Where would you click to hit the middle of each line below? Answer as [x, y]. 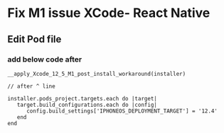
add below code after [45, 59]
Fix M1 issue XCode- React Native [109, 13]
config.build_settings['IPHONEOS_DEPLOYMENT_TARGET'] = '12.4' [122, 111]
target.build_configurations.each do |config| [87, 105]
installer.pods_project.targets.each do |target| [82, 98]
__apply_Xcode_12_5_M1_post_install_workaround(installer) [97, 74]
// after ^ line [31, 86]
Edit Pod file [34, 39]
